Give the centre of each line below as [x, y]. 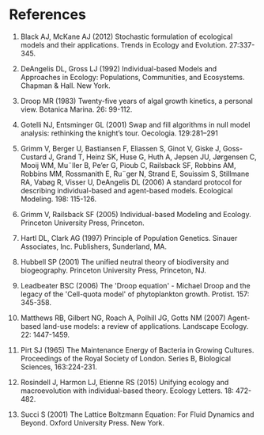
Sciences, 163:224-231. [58, 367]
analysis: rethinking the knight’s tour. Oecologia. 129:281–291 [119, 133]
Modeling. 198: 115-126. [58, 199]
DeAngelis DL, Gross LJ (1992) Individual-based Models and [119, 68]
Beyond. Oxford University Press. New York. [92, 422]
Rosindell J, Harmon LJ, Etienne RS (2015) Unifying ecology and [124, 382]
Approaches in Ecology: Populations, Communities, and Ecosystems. [132, 77]
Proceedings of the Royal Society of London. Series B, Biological [126, 358]
